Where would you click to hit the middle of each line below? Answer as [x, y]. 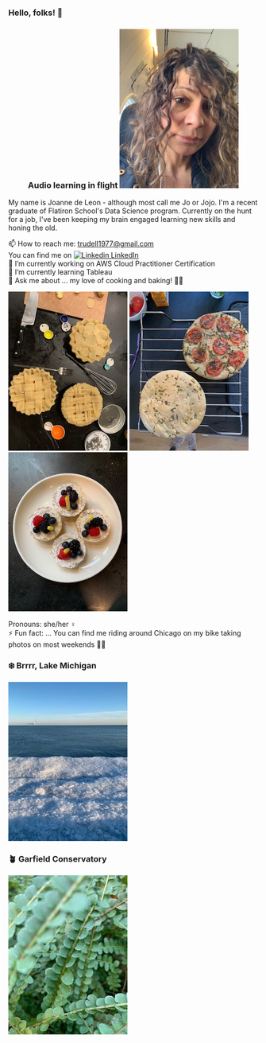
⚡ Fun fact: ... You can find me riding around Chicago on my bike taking [125, 633]
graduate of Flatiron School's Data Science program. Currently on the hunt [130, 211]
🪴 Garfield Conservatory [58, 859]
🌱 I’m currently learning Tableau [60, 272]
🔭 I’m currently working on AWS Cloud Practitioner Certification [112, 264]
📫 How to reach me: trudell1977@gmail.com [81, 244]
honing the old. [33, 228]
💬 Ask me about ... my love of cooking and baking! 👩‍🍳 [96, 281]
